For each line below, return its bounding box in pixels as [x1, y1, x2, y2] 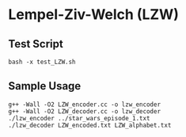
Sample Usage [8, 79, 82, 93]
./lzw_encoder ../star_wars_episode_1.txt [8, 114, 150, 122]
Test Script [8, 37, 63, 51]
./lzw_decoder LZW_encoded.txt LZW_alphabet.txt [8, 121, 172, 129]
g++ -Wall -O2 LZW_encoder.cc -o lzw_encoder [8, 101, 161, 108]
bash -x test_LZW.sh [8, 58, 77, 66]
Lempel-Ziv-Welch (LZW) [8, 6, 180, 24]
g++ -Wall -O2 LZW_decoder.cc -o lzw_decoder [8, 107, 161, 116]
